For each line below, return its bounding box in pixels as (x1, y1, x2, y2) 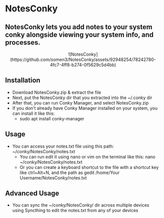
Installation (5, 76, 41, 85)
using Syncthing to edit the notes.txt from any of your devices (12, 208, 138, 214)
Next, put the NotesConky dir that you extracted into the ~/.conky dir (12, 95, 153, 101)
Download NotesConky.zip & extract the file (12, 89, 101, 95)
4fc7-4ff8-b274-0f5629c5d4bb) (49, 62, 117, 67)
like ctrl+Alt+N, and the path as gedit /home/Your (19, 169, 120, 175)
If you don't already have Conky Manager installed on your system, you (12, 105, 158, 111)
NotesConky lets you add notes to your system (5, 23, 153, 31)
